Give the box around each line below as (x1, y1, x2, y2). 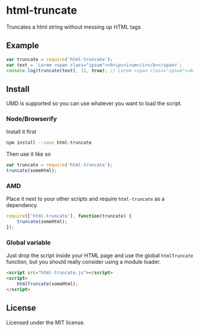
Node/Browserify (6, 115, 58, 123)
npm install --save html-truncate (6, 140, 92, 146)
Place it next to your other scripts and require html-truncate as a (6, 195, 165, 203)
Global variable (6, 238, 51, 246)
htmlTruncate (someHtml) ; (17, 281, 79, 287)
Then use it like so (6, 150, 51, 158)
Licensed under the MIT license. (6, 318, 85, 326)
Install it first (6, 128, 37, 135)
